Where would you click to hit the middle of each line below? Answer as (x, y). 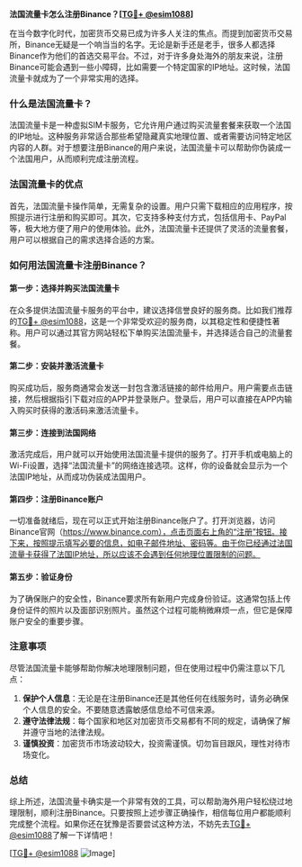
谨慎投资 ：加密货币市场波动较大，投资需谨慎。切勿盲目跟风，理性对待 (152, 743)
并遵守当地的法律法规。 (66, 732)
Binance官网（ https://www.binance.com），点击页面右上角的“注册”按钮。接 (148, 532)
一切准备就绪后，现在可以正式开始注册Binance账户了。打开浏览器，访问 (142, 520)
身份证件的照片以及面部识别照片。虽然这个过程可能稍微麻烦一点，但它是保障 (151, 610)
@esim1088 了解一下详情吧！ (62, 835)
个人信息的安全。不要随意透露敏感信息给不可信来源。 (121, 709)
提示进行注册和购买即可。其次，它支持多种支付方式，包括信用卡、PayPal (151, 217)
